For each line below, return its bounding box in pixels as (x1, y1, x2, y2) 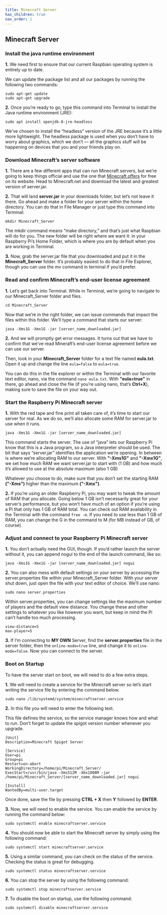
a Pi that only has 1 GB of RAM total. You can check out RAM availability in (5, 506, 157, 512)
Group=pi (5, 757, 23, 762)
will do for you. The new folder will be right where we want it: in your (5, 233, 146, 239)
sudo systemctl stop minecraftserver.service (5, 887, 101, 892)
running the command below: (5, 811, 66, 817)
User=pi (5, 752, 21, 758)
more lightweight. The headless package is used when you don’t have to (5, 133, 155, 140)
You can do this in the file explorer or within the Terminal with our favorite (5, 370, 156, 376)
